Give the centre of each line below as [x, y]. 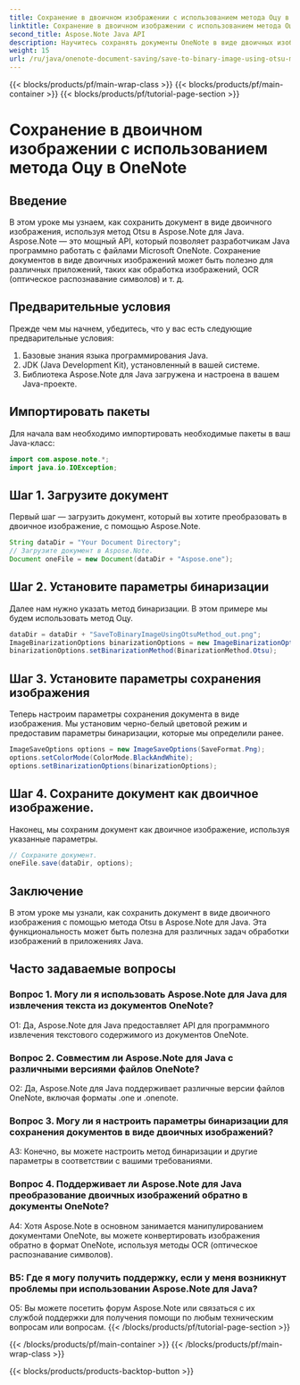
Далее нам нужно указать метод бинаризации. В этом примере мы [138, 609]
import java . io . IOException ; [63, 468]
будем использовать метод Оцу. [71, 618]
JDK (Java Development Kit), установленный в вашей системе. [141, 365]
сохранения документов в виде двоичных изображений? [142, 1132]
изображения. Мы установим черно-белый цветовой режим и [128, 724]
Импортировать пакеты [79, 412]
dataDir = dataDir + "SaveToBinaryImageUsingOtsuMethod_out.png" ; [135, 634]
